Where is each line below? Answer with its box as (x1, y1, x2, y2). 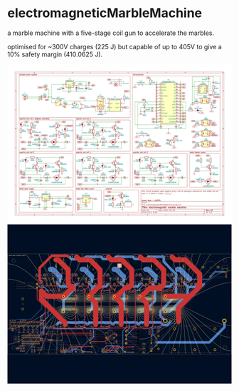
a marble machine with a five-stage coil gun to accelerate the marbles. (7, 29, 215, 37)
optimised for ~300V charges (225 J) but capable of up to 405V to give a (7, 42, 222, 51)
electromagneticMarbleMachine (7, 5, 203, 21)
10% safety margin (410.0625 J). (7, 50, 103, 59)
